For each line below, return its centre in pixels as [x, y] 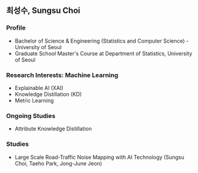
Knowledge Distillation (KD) [48, 94]
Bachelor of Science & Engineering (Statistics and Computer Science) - [102, 41]
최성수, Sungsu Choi [43, 11]
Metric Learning [34, 100]
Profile [16, 28]
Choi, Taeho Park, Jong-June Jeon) [58, 163]
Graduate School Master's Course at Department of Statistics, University [103, 53]
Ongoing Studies [31, 116]
